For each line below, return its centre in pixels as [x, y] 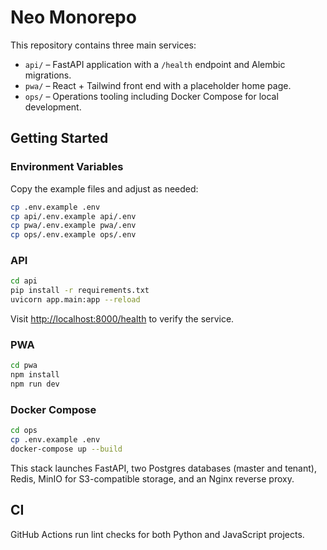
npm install [35, 375]
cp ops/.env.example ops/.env [73, 235]
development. [53, 107]
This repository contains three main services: [103, 45]
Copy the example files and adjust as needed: [104, 188]
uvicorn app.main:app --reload [75, 300]
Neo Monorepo [73, 17]
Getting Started [59, 138]
